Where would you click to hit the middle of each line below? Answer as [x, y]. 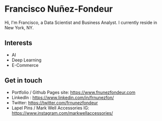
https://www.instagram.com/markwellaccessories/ [62, 113]
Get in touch [23, 81]
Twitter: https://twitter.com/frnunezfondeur [55, 102]
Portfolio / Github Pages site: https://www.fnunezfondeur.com [73, 92]
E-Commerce [25, 65]
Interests [18, 43]
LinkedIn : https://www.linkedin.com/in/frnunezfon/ [63, 97]
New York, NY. [19, 27]
